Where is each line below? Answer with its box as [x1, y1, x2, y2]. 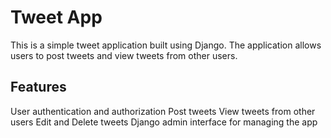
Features [10, 79, 67, 96]
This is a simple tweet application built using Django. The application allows [10, 39, 322, 51]
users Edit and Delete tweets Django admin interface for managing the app [10, 116, 318, 128]
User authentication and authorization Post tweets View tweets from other [10, 105, 316, 117]
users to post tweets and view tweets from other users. [10, 49, 238, 61]
